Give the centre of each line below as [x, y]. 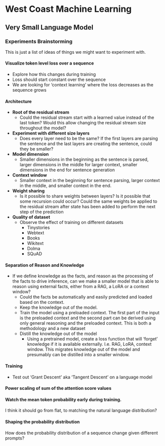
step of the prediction [41, 212]
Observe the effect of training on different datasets [71, 223]
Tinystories [39, 227]
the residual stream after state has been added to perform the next [87, 207]
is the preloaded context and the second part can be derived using [87, 318]
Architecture [19, 101]
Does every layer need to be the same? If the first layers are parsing [89, 139]
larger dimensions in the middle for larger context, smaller [78, 165]
